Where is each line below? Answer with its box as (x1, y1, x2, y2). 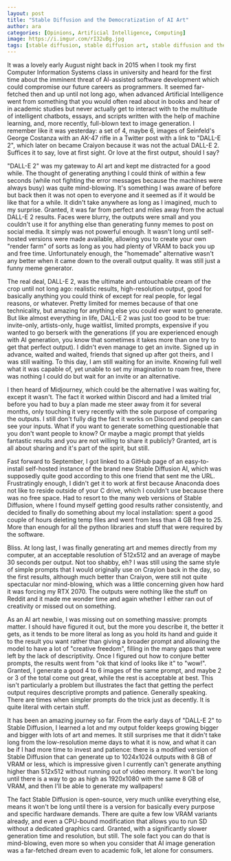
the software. (7, 530, 45, 538)
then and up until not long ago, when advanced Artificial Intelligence (30, 90, 223, 98)
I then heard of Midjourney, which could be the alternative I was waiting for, (7, 385, 221, 394)
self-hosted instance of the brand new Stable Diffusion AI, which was (25, 465, 222, 473)
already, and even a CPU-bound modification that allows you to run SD (7, 817, 208, 825)
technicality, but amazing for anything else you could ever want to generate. (7, 306, 223, 315)
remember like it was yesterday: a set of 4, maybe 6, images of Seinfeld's (7, 126, 215, 135)
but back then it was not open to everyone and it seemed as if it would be (7, 191, 215, 199)
